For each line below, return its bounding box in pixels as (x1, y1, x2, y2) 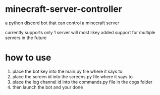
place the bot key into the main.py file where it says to (12, 68, 123, 74)
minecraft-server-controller (5, 3, 122, 15)
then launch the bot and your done (12, 84, 83, 90)
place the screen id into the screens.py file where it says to (12, 73, 133, 80)
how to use (5, 52, 52, 63)
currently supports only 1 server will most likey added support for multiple (5, 29, 156, 35)
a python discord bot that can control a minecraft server (5, 20, 120, 26)
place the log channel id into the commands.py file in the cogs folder (12, 79, 153, 85)
